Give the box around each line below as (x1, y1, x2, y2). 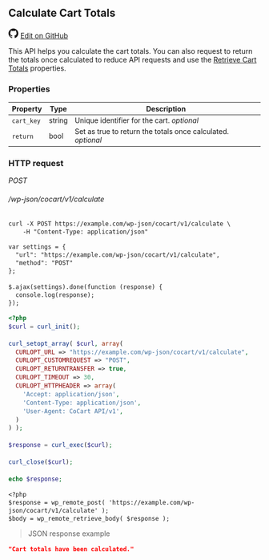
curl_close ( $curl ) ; (8, 457, 74, 466)
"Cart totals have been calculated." (8, 545, 134, 553)
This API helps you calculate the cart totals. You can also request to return (8, 46, 253, 55)
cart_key (11, 116, 42, 125)
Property (11, 103, 42, 113)
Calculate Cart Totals (8, 6, 116, 20)
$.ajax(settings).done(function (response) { (8, 283, 163, 291)
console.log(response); (15, 291, 94, 299)
